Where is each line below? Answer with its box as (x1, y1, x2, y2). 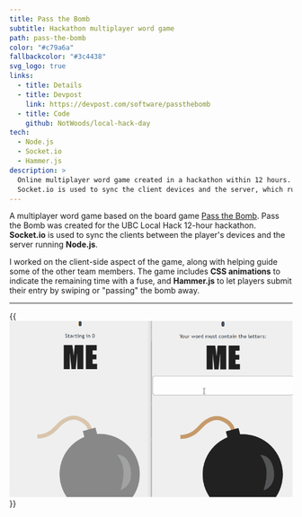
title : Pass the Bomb (9, 14, 91, 23)
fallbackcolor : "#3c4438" (9, 52, 106, 62)
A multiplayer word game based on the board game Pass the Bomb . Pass (9, 211, 280, 222)
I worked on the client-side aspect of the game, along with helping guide (9, 257, 279, 267)
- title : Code (17, 109, 70, 118)
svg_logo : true (9, 62, 67, 71)
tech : (9, 128, 30, 137)
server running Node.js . (9, 239, 99, 250)
